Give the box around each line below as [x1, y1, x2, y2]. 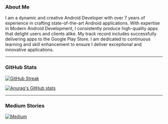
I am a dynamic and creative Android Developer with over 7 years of [5, 15, 145, 21]
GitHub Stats [5, 64, 37, 71]
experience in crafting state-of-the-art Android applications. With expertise [5, 20, 160, 26]
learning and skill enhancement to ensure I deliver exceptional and [5, 41, 142, 47]
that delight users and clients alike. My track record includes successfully [5, 31, 156, 37]
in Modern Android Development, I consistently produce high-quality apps [5, 25, 158, 31]
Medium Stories [5, 102, 45, 109]
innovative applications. [5, 46, 54, 53]
